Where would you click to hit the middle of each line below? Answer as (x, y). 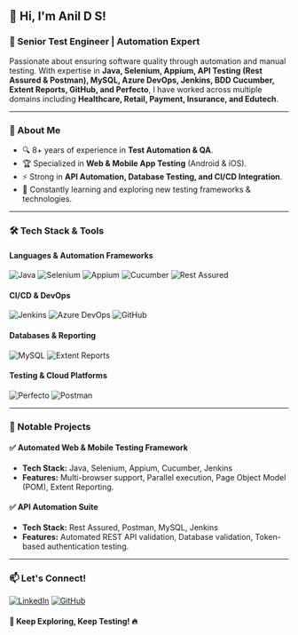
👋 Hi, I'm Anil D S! (58, 16)
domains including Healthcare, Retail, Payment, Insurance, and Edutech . (144, 99)
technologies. (47, 198)
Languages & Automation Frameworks (81, 255)
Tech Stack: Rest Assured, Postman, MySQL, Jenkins (120, 528)
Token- (268, 537)
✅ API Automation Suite (54, 507)
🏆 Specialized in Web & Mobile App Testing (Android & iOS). (134, 163)
